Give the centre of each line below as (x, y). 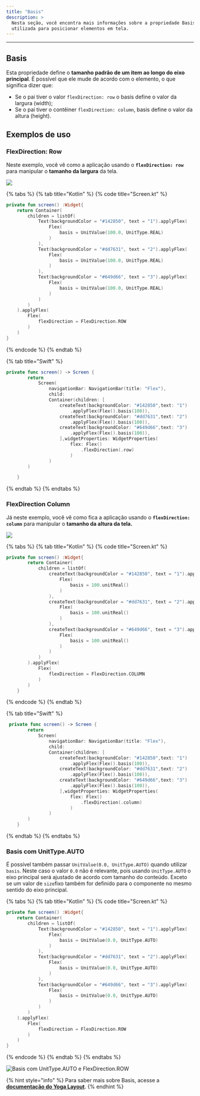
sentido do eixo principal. (37, 890)
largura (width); (34, 103)
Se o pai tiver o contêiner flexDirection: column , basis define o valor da (104, 110)
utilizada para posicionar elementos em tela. (70, 28)
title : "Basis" (25, 12)
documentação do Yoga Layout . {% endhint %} (65, 1087)
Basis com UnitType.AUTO (45, 851)
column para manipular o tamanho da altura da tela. (69, 523)
